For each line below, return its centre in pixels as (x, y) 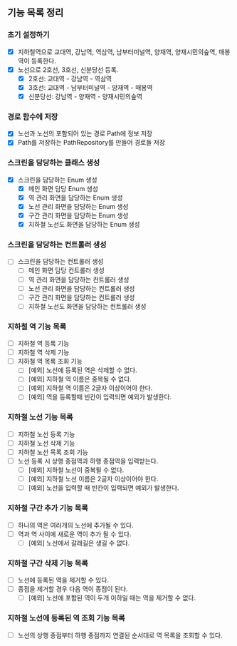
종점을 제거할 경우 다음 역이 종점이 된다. (73, 589)
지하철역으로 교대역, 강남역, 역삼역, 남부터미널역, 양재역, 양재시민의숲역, (117, 51)
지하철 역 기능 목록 (37, 327)
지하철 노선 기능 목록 (40, 417)
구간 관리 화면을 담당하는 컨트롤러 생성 (81, 297)
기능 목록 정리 (36, 13)
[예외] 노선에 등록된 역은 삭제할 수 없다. (83, 370)
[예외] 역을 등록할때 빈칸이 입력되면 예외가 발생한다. (100, 397)
